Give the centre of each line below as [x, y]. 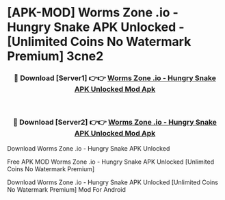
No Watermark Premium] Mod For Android [67, 189]
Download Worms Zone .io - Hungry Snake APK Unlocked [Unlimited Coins [113, 182]
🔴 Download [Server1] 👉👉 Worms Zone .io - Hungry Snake [115, 78]
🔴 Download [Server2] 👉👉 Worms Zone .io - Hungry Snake [115, 123]
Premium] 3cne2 [55, 57]
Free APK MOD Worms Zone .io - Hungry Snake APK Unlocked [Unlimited [111, 162]
